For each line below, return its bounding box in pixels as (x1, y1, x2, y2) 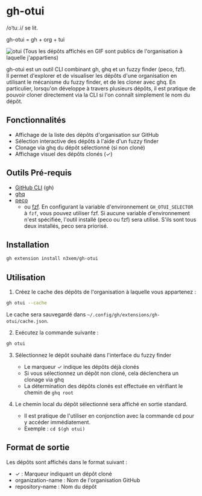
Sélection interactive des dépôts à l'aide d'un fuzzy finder (14, 137, 159, 145)
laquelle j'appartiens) (6, 54, 59, 61)
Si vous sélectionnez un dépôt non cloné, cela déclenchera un (24, 369, 179, 377)
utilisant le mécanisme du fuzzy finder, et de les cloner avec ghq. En (6, 78, 176, 86)
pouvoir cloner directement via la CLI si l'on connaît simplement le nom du (6, 91, 191, 98)
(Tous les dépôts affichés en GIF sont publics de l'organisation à (23, 47, 183, 55)
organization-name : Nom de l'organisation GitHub (14, 476, 140, 483)
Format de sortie (6, 442, 70, 453)
